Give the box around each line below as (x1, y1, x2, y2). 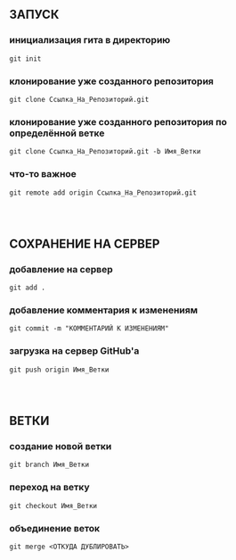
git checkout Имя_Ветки (9, 501, 98, 510)
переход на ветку (9, 481, 91, 494)
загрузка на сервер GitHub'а (9, 345, 140, 357)
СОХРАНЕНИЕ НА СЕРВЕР (9, 236, 160, 251)
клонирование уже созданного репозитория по (9, 115, 227, 128)
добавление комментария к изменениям (9, 304, 199, 316)
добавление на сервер (9, 263, 113, 275)
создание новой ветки (9, 440, 112, 453)
